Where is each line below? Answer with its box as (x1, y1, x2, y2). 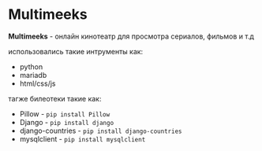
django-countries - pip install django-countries (19, 126, 182, 135)
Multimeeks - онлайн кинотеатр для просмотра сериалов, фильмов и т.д (8, 31, 255, 41)
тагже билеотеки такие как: (8, 94, 102, 103)
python (19, 61, 43, 72)
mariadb (19, 70, 47, 79)
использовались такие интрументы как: (8, 46, 144, 56)
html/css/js (19, 79, 56, 88)
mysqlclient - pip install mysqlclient (19, 134, 146, 143)
